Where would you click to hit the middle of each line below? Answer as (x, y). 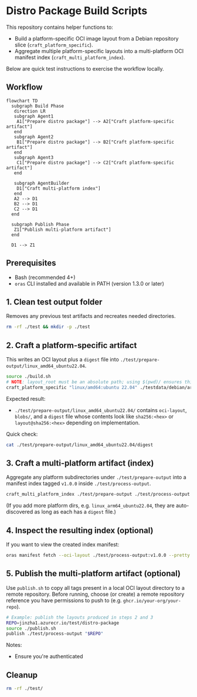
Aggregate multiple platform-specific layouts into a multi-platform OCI (99, 51)
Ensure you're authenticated (49, 656)
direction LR (30, 111)
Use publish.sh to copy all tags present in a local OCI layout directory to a (95, 588)
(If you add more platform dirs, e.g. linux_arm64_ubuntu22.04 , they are (90, 506)
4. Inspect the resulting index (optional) (80, 530)
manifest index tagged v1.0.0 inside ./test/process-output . (79, 483)
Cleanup (22, 675)
